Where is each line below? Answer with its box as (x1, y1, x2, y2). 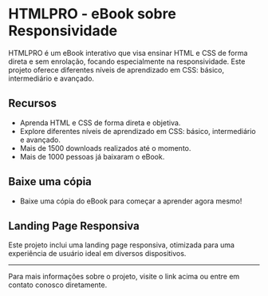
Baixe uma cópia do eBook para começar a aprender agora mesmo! (19, 196, 242, 206)
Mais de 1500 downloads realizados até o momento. (19, 143, 191, 152)
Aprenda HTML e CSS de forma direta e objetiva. (19, 117, 181, 128)
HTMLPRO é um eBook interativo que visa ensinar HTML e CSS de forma (8, 48, 248, 57)
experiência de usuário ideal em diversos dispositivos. (8, 249, 187, 259)
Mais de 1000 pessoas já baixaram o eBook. (19, 152, 165, 161)
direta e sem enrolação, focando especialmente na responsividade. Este (8, 57, 246, 66)
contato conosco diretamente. (8, 280, 108, 290)
